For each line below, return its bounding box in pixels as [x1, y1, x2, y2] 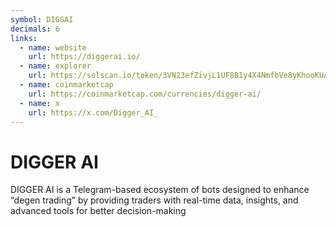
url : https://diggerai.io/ [28, 52, 141, 62]
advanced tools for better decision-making [10, 205, 187, 217]
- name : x [19, 98, 60, 108]
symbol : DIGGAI [10, 14, 74, 25]
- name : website [19, 42, 87, 53]
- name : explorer [19, 61, 92, 71]
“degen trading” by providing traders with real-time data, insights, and [10, 194, 299, 206]
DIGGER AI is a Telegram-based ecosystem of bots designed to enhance [10, 184, 310, 196]
